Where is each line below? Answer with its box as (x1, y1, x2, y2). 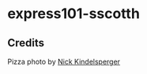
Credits (7, 36, 45, 50)
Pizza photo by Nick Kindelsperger (7, 57, 120, 66)
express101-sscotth (7, 5, 140, 23)
